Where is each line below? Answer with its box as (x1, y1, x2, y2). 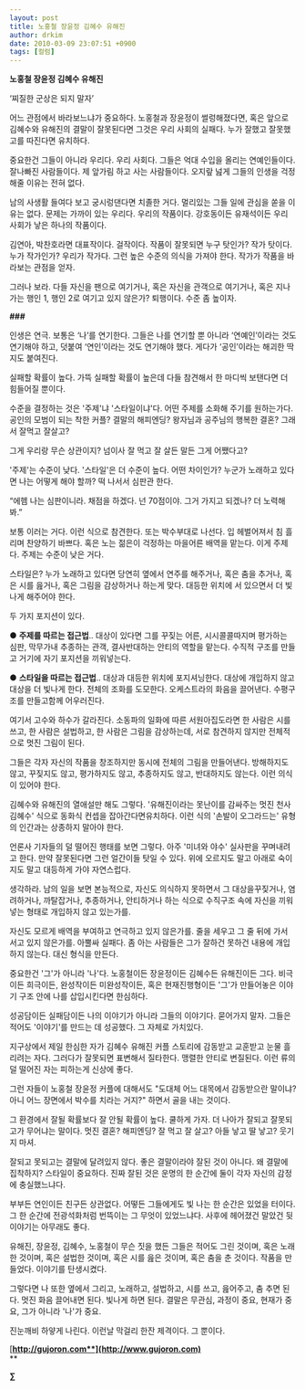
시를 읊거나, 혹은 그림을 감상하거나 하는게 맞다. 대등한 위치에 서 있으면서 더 (18, 580, 284, 591)
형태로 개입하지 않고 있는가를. (25, 906, 131, 918)
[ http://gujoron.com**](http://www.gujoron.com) (9, 1343, 202, 1354)
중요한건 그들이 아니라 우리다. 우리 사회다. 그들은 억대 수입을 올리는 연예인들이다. (9, 154, 296, 165)
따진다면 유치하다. (25, 135, 90, 146)
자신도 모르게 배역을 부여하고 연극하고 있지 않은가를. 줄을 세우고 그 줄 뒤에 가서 (9, 926, 289, 937)
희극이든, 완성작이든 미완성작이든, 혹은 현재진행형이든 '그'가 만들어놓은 (25, 979, 278, 991)
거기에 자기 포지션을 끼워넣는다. (18, 653, 131, 664)
